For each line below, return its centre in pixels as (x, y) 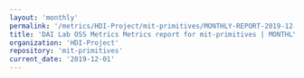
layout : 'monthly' (44, 17)
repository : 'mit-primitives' (66, 51)
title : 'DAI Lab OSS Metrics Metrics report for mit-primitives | (137, 34)
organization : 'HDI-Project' (64, 43)
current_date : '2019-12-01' (62, 59)
